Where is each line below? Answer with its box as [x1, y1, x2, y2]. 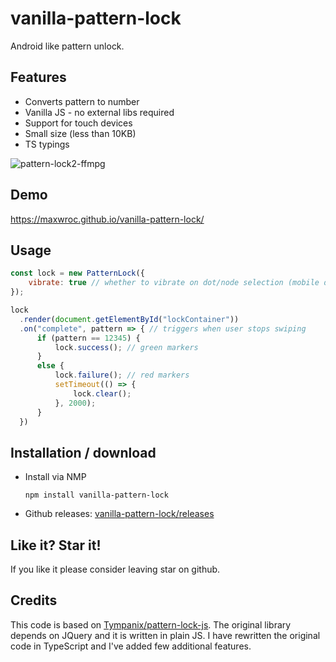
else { [36, 361, 65, 371]
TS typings [24, 138, 70, 150]
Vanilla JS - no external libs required [24, 106, 175, 118]
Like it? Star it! [10, 537, 102, 554]
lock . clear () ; [73, 388, 132, 399]
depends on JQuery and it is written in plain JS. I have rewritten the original [10, 629, 321, 641]
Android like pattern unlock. [10, 40, 125, 52]
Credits [10, 592, 58, 609]
